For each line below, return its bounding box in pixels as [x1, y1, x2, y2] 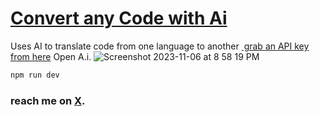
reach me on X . [10, 93, 86, 107]
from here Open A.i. [10, 50, 92, 62]
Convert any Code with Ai [10, 7, 228, 30]
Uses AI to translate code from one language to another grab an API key [10, 40, 310, 52]
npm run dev [10, 70, 60, 80]
